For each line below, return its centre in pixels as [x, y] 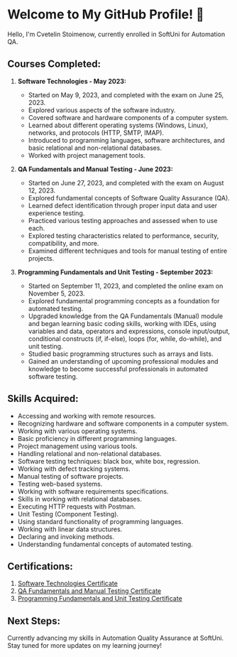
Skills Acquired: [43, 399]
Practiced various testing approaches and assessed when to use [123, 220]
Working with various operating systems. [77, 431]
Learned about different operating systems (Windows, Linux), [118, 125]
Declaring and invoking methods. [66, 536]
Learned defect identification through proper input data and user [123, 205]
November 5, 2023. [56, 293]
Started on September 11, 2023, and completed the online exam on [126, 286]
